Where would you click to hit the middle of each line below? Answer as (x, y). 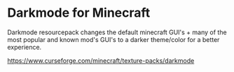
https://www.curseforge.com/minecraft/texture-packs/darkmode (101, 60)
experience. (25, 47)
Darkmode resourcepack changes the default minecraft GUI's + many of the (117, 32)
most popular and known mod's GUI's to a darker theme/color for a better (113, 39)
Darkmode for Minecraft (79, 13)
